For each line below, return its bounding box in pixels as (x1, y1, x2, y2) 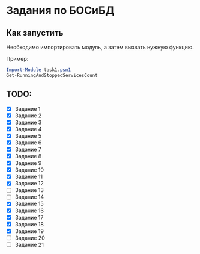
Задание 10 (14, 166, 44, 173)
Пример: (6, 55, 29, 62)
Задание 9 (14, 160, 42, 167)
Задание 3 (14, 119, 42, 126)
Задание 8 (14, 153, 42, 160)
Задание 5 (14, 132, 42, 139)
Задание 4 (14, 125, 42, 132)
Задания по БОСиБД (6, 4, 115, 17)
